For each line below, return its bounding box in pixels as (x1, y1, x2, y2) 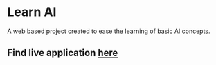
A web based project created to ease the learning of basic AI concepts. (7, 27, 210, 35)
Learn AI (7, 4, 57, 20)
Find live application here (7, 47, 118, 59)
